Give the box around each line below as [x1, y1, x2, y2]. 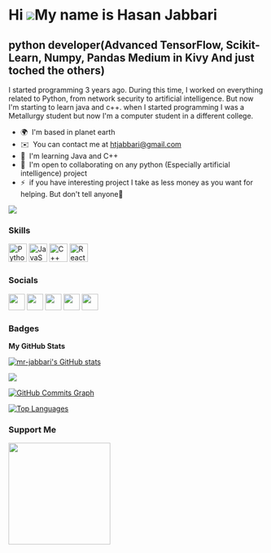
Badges [8, 323, 39, 334]
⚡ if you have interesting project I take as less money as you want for [20, 177, 254, 187]
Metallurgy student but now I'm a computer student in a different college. [8, 111, 254, 120]
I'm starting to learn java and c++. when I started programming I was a [8, 102, 245, 111]
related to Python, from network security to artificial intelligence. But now [8, 94, 254, 103]
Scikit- [225, 38, 260, 52]
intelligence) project [20, 168, 88, 178]
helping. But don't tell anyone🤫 [20, 189, 124, 198]
